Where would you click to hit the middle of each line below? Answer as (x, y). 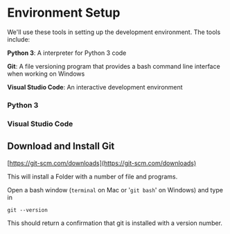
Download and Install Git (61, 146)
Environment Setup (64, 13)
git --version (28, 210)
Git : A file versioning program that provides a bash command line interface (114, 66)
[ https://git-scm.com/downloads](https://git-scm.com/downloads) (102, 163)
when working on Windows (46, 74)
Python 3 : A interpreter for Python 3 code (67, 53)
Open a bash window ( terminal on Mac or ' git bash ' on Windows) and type (115, 190)
